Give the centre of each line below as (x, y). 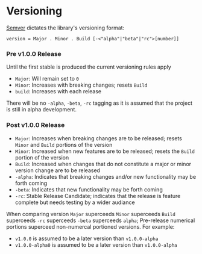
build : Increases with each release (58, 91)
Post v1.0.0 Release (36, 125)
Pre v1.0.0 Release (34, 54)
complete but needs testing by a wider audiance (75, 202)
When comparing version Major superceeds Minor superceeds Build (91, 214)
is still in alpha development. (42, 110)
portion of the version (42, 157)
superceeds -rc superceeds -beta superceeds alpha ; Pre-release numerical (101, 220)
